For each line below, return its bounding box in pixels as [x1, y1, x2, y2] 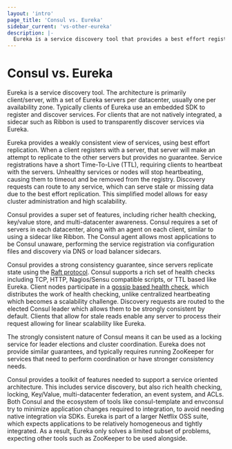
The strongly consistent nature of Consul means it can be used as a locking [7, 333, 222, 341]
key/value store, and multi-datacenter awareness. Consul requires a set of [7, 218, 218, 227]
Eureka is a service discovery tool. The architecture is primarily [7, 88, 186, 97]
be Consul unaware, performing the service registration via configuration [7, 240, 215, 249]
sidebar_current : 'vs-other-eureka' [7, 23, 113, 30]
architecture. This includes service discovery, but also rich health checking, [7, 383, 222, 391]
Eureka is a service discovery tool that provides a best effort [13, 36, 206, 43]
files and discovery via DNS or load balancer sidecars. [7, 247, 162, 256]
